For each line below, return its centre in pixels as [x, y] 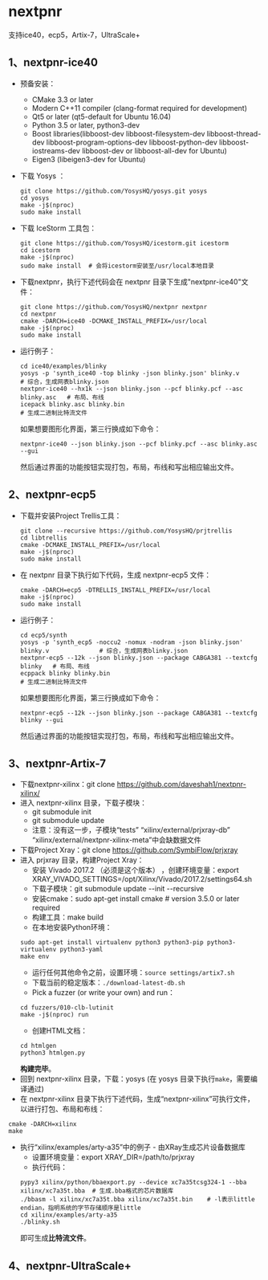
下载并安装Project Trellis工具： [71, 516]
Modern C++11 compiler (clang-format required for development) [139, 108]
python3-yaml [81, 950]
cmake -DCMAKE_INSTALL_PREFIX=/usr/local [90, 544]
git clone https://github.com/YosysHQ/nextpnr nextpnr [114, 307]
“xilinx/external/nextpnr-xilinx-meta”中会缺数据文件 [116, 840]
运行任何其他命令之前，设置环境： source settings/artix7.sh [133, 972]
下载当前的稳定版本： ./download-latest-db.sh [109, 983]
